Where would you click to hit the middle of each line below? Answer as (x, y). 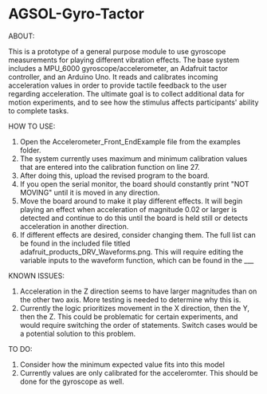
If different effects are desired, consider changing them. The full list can (138, 234)
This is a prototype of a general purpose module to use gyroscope (117, 51)
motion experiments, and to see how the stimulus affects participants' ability (133, 102)
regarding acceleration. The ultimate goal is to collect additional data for (126, 93)
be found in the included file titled (75, 243)
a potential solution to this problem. (78, 333)
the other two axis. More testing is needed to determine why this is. (130, 299)
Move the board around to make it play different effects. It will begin (131, 201)
